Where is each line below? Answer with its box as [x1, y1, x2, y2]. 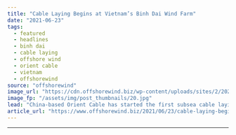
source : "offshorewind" [7, 82, 77, 89]
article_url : [7, 108, 46, 115]
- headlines [13, 36, 49, 43]
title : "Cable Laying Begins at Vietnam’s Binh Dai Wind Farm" [7, 10, 197, 17]
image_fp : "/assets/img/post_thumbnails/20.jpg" [7, 95, 152, 102]
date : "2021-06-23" [7, 17, 65, 24]
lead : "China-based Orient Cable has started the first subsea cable [7, 101, 216, 108]
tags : [7, 23, 23, 30]
